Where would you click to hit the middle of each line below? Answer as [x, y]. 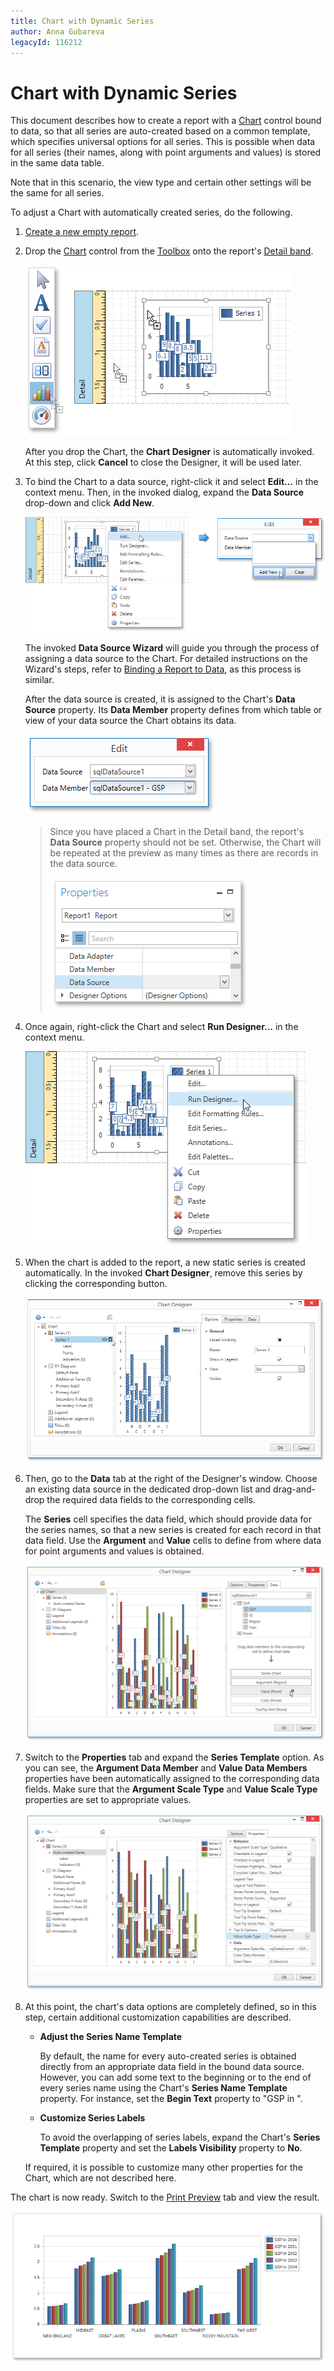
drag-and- [294, 1489]
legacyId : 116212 [46, 42]
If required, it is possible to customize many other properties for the [163, 2167]
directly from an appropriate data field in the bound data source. [172, 2067]
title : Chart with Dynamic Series [82, 21]
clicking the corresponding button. [96, 1283]
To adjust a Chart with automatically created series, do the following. [151, 212]
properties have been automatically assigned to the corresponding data [172, 1779]
